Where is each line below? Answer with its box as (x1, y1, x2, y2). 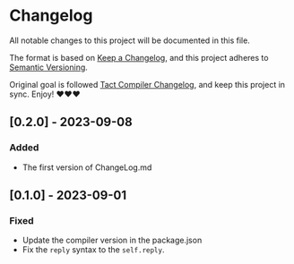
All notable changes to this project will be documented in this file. (9, 35, 251, 46)
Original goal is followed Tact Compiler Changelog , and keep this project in (9, 79, 285, 89)
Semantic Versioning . (9, 62, 88, 72)
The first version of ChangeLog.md (22, 162, 152, 173)
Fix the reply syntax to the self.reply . (22, 244, 165, 255)
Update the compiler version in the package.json (22, 234, 203, 246)
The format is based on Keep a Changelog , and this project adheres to (9, 52, 269, 63)
